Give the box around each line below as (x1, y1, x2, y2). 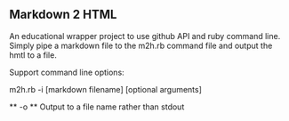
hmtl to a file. (9, 49, 58, 60)
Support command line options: (9, 67, 124, 77)
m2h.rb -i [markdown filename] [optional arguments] (9, 84, 203, 94)
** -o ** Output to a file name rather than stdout (9, 101, 185, 112)
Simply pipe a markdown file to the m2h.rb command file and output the (9, 40, 273, 51)
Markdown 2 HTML (9, 7, 117, 22)
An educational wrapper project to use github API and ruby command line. (9, 30, 281, 41)
